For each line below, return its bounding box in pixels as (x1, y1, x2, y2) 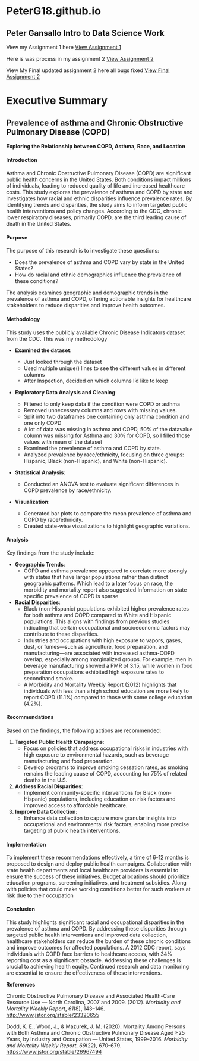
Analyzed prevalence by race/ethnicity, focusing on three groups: (23, 451, 184, 458)
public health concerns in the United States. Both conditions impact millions (6, 176, 191, 183)
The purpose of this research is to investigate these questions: (6, 247, 159, 254)
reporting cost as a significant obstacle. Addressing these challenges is (6, 957, 181, 964)
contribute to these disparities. (23, 630, 99, 637)
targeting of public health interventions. (23, 827, 121, 835)
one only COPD (23, 419, 62, 427)
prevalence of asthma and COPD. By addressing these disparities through (6, 925, 187, 932)
